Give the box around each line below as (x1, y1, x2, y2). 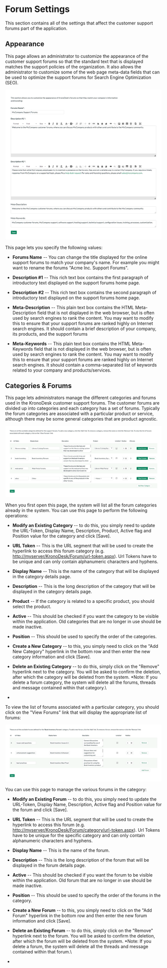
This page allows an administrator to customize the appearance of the (5, 53, 149, 59)
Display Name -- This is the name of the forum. (12, 848, 110, 854)
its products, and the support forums (12, 331, 88, 337)
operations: (5, 513, 29, 519)
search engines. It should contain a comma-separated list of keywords (12, 362, 157, 368)
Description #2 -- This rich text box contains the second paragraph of (12, 289, 157, 295)
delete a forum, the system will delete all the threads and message (12, 944, 149, 950)
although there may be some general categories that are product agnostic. (5, 416, 158, 422)
